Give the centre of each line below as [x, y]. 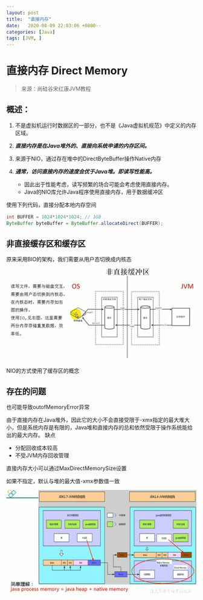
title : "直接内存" [29, 19]
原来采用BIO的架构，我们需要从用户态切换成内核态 [69, 259]
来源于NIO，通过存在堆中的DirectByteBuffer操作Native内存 [88, 158]
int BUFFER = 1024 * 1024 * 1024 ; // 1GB [54, 217]
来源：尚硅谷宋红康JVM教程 [56, 89]
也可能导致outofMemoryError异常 [48, 407]
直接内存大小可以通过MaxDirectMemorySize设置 [66, 468]
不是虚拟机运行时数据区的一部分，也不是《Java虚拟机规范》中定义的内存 [106, 125]
